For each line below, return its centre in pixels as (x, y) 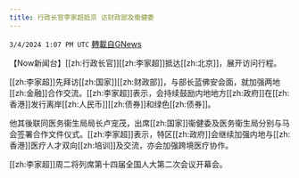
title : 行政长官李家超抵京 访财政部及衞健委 (82, 17)
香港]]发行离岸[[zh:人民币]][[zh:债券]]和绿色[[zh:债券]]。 (112, 104)
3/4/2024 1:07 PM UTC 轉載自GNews (75, 44)
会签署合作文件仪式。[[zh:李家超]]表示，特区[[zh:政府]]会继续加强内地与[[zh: (150, 133)
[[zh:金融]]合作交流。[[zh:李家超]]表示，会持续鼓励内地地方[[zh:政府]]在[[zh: (149, 93)
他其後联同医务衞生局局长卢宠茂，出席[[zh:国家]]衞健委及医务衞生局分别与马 (149, 123)
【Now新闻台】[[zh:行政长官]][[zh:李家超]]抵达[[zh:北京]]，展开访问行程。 (145, 62)
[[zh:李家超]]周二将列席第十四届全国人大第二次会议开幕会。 (118, 164)
